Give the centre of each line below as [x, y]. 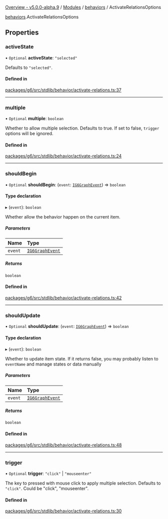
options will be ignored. [29, 133]
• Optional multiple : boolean [34, 118]
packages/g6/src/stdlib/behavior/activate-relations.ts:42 [63, 298]
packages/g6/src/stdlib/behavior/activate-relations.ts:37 [63, 90]
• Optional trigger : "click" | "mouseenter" [48, 473]
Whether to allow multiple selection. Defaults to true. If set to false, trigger [82, 128]
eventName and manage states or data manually [53, 364]
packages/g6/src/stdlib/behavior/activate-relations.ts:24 [63, 156]
